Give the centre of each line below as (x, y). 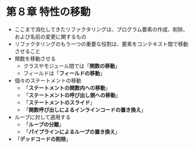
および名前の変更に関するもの (50, 36)
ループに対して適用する (43, 117)
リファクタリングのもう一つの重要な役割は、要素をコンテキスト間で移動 (101, 44)
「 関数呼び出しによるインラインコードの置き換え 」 (85, 109)
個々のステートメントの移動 (48, 80)
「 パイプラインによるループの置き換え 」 (72, 132)
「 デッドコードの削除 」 (43, 139)
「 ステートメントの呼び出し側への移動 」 (72, 95)
